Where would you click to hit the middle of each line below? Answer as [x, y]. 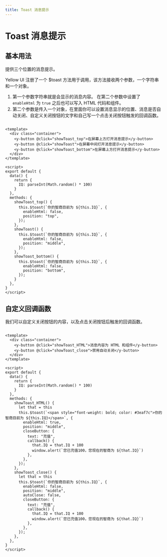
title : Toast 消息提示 [27, 10]
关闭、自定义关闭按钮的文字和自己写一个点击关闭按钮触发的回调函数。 [89, 115]
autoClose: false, [42, 495]
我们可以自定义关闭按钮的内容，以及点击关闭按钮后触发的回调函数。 [75, 322]
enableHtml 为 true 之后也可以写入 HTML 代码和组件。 [68, 102]
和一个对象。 [18, 86]
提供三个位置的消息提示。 [31, 69]
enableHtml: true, [42, 422]
